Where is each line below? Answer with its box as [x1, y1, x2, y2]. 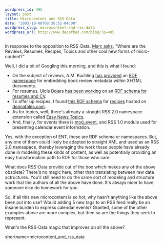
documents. [12, 83, 37, 88]
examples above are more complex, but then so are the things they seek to [5, 210, 155, 215]
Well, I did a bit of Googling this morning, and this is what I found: [5, 63, 136, 69]
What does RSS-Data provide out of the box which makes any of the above [5, 164, 156, 170]
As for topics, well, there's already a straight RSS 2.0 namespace [12, 109, 143, 115]
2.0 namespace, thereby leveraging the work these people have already [5, 144, 150, 150]
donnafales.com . [12, 103, 46, 109]
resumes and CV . [12, 93, 47, 99]
